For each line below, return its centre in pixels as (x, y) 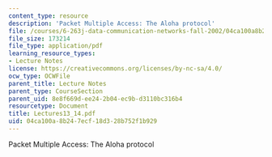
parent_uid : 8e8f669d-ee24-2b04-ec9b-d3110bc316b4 (96, 99)
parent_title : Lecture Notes (57, 83)
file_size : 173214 (39, 38)
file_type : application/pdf (56, 46)
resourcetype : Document (49, 106)
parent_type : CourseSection (56, 91)
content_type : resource (49, 16)
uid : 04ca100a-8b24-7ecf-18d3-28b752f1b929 (83, 121)
